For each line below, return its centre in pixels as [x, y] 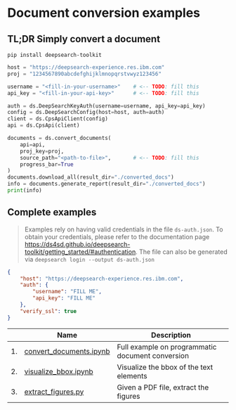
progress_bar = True [47, 164]
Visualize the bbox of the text [165, 367]
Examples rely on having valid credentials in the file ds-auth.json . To [124, 229]
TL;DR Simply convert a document [84, 39]
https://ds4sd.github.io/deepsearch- [77, 244]
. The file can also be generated [182, 252]
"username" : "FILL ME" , [67, 292]
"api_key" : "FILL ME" [64, 298]
